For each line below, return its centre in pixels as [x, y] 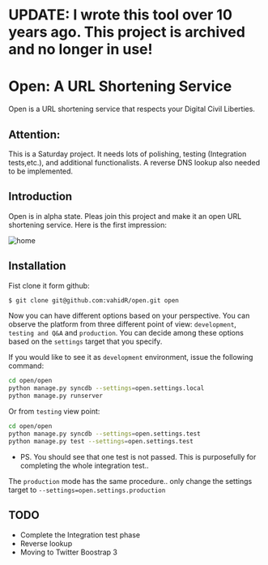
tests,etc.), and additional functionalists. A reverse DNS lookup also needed [134, 162]
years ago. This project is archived [127, 32]
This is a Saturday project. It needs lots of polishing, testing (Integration [128, 154]
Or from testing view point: [54, 412]
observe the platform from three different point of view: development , [123, 324]
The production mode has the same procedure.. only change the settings [130, 481]
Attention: [34, 134]
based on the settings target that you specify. [85, 341]
